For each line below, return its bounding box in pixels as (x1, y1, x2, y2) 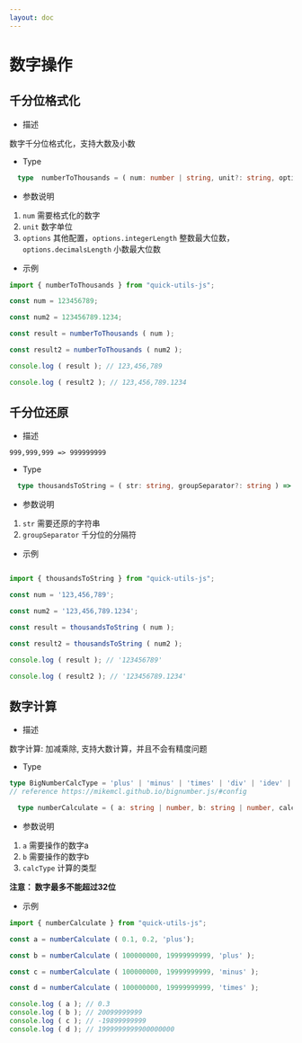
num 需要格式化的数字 (22, 209, 101, 220)
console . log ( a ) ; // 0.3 (9, 1000, 111, 1009)
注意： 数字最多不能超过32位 (9, 881, 117, 892)
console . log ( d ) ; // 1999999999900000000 (9, 1024, 175, 1034)
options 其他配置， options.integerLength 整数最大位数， (22, 232, 235, 243)
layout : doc (9, 13, 54, 22)
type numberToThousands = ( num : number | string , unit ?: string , (17, 173, 276, 183)
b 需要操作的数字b (22, 851, 90, 861)
